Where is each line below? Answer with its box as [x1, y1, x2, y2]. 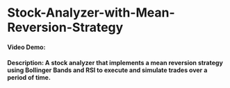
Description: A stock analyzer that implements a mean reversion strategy [7, 59, 224, 67]
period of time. [7, 73, 51, 82]
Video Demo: [7, 43, 46, 51]
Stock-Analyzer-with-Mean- [7, 5, 175, 21]
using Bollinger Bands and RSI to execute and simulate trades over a [7, 66, 208, 74]
